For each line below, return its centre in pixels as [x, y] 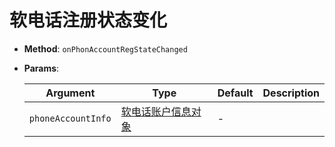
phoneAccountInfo [70, 118]
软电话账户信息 [156, 111]
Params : [41, 68]
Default [235, 93]
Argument [70, 93]
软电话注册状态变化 [88, 20]
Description [291, 93]
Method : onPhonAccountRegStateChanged [105, 48]
